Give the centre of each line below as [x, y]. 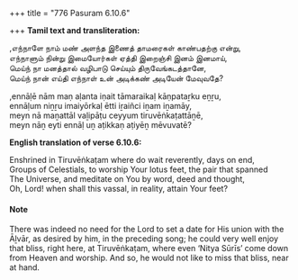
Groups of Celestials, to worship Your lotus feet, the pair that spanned [139, 169]
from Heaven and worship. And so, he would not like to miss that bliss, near [149, 258]
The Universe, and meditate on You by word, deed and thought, [127, 179]
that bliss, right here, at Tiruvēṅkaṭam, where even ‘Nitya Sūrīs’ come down [149, 248]
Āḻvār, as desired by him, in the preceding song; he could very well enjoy [144, 239]
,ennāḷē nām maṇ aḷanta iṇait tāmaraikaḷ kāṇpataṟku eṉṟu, [116, 96]
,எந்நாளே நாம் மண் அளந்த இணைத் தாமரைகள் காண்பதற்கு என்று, [125, 48]
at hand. [25, 267]
